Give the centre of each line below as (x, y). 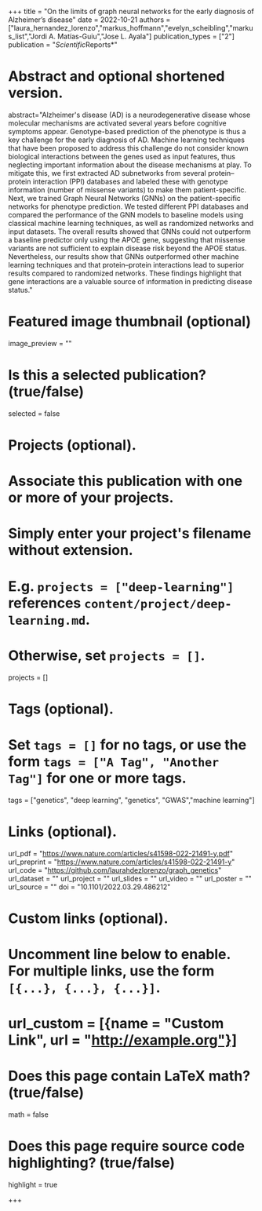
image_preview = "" (40, 343)
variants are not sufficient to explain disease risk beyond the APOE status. (127, 248)
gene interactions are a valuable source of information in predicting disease (130, 281)
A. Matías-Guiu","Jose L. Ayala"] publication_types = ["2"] (142, 36)
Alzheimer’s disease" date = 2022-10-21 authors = (89, 20)
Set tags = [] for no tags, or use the (127, 744)
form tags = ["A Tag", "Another (114, 761)
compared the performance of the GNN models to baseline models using (126, 214)
